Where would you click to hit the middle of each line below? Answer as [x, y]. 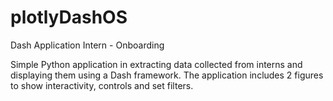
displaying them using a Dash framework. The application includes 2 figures [167, 75]
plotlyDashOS [69, 17]
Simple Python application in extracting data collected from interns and [156, 64]
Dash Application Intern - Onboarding [87, 45]
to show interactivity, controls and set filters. [102, 85]
